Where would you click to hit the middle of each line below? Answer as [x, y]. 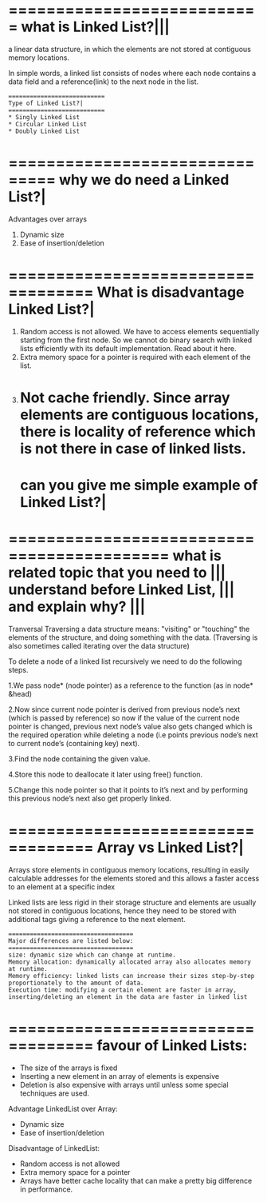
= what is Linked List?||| [89, 27]
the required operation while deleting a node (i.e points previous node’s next [133, 735]
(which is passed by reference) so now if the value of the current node [124, 718]
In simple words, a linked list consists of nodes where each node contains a [132, 73]
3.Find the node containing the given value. [79, 759]
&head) [20, 694]
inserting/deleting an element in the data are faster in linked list [128, 997]
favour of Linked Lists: [172, 1046]
